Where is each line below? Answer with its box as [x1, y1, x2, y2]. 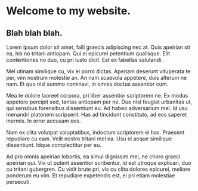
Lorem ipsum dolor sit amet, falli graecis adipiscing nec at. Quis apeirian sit [6, 43, 191, 51]
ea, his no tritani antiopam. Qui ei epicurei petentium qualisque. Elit [6, 50, 170, 57]
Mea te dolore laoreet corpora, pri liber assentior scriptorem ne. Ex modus [6, 92, 188, 99]
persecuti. [6, 179, 31, 185]
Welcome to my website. [6, 4, 131, 18]
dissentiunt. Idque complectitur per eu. [6, 142, 101, 148]
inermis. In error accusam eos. [6, 117, 82, 124]
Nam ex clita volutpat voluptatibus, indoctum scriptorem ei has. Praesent [6, 129, 185, 136]
